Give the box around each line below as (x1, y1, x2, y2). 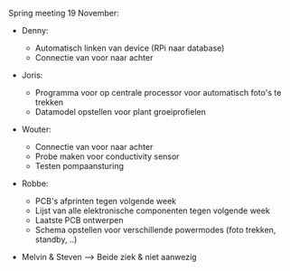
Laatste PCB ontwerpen (34, 215, 124, 225)
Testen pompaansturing (34, 161, 124, 171)
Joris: (21, 70, 43, 80)
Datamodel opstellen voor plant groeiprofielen (34, 107, 207, 117)
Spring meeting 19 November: (8, 8, 119, 18)
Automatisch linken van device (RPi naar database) (34, 42, 225, 53)
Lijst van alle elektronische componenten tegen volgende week (34, 205, 270, 216)
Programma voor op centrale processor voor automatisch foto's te (34, 88, 282, 98)
